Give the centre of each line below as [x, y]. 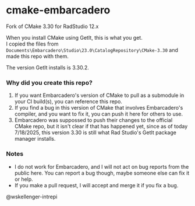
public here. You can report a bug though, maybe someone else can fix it [102, 173]
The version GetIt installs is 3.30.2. [47, 67]
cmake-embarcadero [58, 10]
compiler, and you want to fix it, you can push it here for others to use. [99, 114]
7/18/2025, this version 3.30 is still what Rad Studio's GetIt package [95, 132]
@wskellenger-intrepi [32, 197]
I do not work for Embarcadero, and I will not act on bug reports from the [102, 166]
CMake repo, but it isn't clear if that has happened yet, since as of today [101, 127]
